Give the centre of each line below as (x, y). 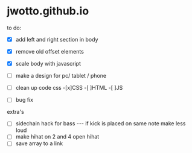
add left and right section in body (57, 39)
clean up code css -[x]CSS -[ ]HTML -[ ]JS (69, 88)
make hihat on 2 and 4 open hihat (57, 137)
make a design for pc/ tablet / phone (61, 76)
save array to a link (39, 143)
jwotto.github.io (48, 11)
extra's (16, 112)
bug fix (24, 100)
